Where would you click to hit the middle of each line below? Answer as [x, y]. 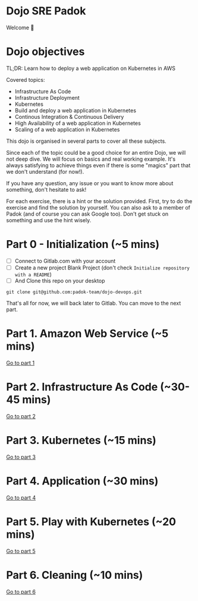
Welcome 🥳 [20, 27]
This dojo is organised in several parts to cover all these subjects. [86, 141]
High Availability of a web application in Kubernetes [78, 123]
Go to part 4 [21, 498]
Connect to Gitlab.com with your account [65, 260]
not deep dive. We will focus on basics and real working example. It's [91, 159]
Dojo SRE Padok [46, 11]
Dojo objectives [45, 52]
